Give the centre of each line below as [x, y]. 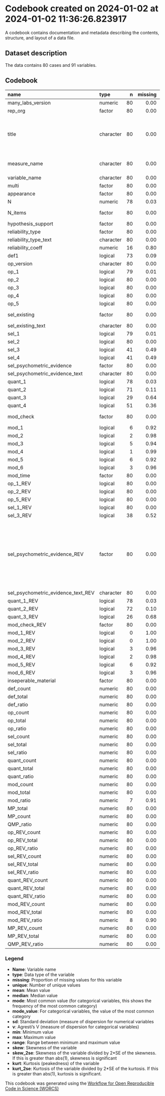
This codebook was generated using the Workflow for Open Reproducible [80, 1083]
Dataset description [36, 53]
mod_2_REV [21, 641]
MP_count [19, 816]
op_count [18, 712]
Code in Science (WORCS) [32, 1088]
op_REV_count [24, 832]
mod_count [20, 784]
